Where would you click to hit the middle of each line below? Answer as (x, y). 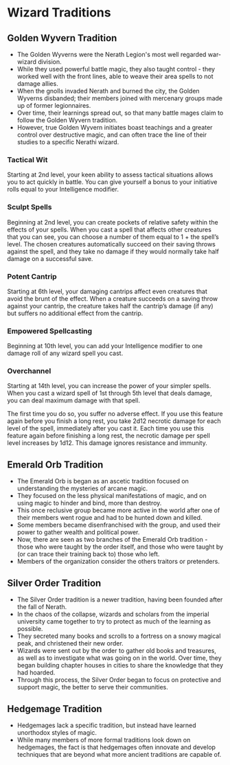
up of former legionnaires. (54, 105)
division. (49, 62)
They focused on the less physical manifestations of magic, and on (112, 496)
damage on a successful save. (50, 258)
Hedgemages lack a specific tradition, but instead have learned (107, 725)
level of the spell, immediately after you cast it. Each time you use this (106, 429)
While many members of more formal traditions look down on (104, 740)
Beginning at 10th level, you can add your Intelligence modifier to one (105, 346)
